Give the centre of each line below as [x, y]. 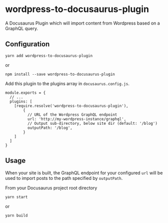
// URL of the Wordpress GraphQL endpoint [72, 115]
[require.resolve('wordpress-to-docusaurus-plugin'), [71, 106]
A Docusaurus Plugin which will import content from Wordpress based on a [82, 23]
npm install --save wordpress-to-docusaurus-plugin [60, 74]
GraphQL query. [22, 28]
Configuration [27, 44]
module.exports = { [25, 93]
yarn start [16, 197]
